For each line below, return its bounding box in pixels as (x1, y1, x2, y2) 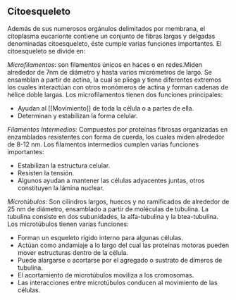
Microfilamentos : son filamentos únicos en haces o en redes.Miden (7, 60, 203, 69)
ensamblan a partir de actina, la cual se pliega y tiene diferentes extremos (7, 75, 222, 84)
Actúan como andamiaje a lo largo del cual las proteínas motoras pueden (17, 241, 230, 249)
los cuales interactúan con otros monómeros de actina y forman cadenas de (7, 82, 229, 91)
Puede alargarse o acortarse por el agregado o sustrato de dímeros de (17, 256, 223, 264)
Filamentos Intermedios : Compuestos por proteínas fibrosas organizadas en (7, 125, 228, 133)
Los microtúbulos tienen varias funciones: (7, 220, 129, 228)
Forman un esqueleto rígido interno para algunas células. (17, 233, 183, 242)
